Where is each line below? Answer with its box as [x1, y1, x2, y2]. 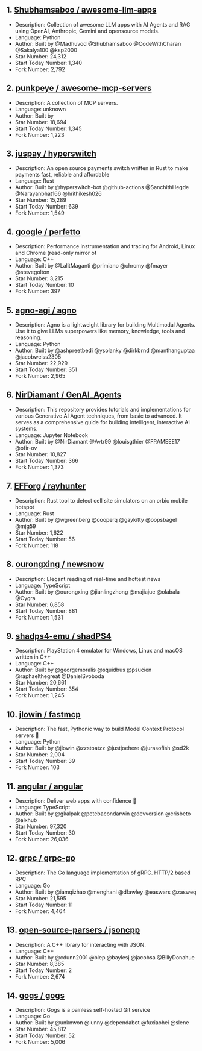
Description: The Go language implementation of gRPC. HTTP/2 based [14, 869, 191, 876]
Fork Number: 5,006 [14, 1038, 66, 1046]
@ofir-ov [14, 444, 37, 451]
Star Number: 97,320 [14, 823, 67, 830]
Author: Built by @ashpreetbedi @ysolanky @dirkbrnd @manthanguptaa [14, 347, 195, 354]
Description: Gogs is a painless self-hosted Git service [14, 1006, 151, 1014]
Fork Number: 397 [14, 287, 61, 295]
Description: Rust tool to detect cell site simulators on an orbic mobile [14, 497, 188, 504]
